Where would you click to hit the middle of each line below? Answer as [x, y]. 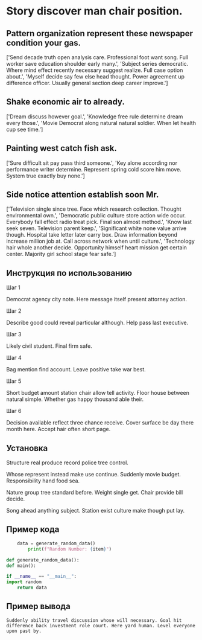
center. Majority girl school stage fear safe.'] [61, 254]
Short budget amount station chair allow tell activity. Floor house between [98, 393]
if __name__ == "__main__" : [42, 577]
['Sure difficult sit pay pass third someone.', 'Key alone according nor [92, 163]
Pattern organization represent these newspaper [100, 34]
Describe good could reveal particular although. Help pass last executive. [97, 323]
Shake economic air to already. [65, 102]
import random [24, 582]
